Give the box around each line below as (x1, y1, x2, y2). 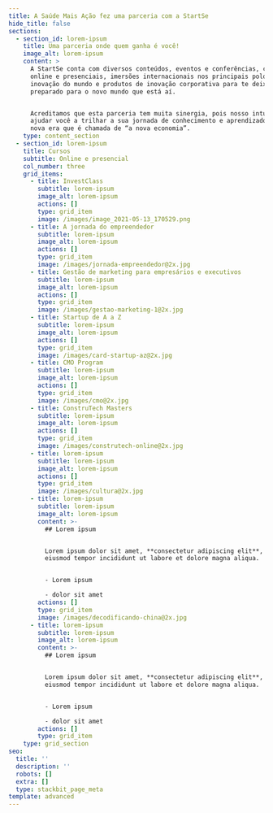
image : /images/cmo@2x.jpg (37, 396, 129, 405)
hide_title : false (8, 20, 71, 28)
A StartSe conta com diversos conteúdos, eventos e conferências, (29, 65, 260, 73)
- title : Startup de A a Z (29, 314, 122, 322)
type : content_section (23, 132, 100, 141)
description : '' (15, 762, 71, 771)
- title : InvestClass (29, 177, 104, 185)
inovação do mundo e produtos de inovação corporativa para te (29, 80, 249, 88)
